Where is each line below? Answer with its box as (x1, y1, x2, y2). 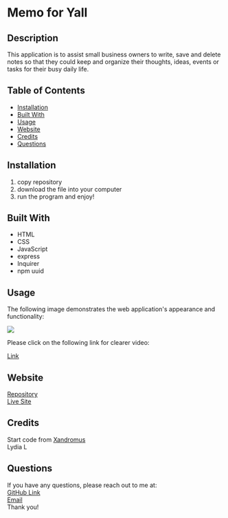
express (16, 252, 40, 260)
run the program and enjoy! (16, 192, 95, 201)
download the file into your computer (16, 185, 122, 193)
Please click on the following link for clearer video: (7, 339, 150, 347)
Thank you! (7, 503, 39, 511)
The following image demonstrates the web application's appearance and (7, 305, 216, 313)
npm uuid (16, 267, 45, 275)
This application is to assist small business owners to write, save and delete (7, 50, 221, 58)
